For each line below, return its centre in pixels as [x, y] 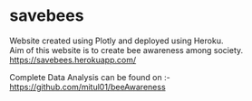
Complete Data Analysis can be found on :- [90, 77]
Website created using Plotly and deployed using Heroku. [116, 41]
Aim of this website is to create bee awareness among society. [126, 50]
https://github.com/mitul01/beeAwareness [87, 87]
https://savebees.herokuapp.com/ [73, 60]
